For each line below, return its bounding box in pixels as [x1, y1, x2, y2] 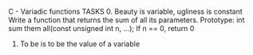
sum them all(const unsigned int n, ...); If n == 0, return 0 [8, 24, 195, 33]
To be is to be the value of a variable [19, 39, 140, 49]
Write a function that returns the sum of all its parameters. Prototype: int [8, 15, 245, 25]
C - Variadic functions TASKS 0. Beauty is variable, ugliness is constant [8, 7, 243, 16]
